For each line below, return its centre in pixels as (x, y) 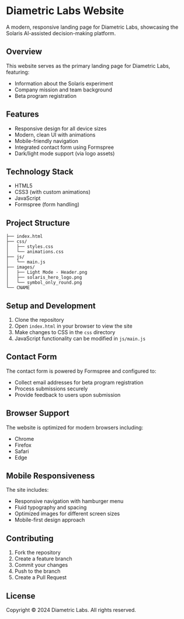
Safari (22, 451)
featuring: (18, 72)
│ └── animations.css (35, 252)
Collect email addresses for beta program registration (79, 382)
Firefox (23, 445)
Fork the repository (38, 553)
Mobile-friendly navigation (46, 141)
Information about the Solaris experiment (64, 83)
